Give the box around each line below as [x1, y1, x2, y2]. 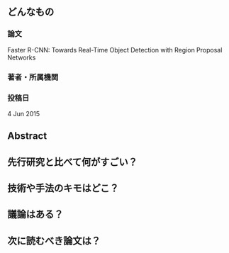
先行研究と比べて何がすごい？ [7, 156, 138, 168]
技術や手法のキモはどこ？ [7, 182, 119, 194]
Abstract [7, 130, 48, 142]
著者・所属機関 [7, 72, 59, 82]
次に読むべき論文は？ [7, 235, 101, 247]
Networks [7, 53, 36, 62]
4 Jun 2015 [7, 109, 40, 118]
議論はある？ [7, 208, 64, 220]
